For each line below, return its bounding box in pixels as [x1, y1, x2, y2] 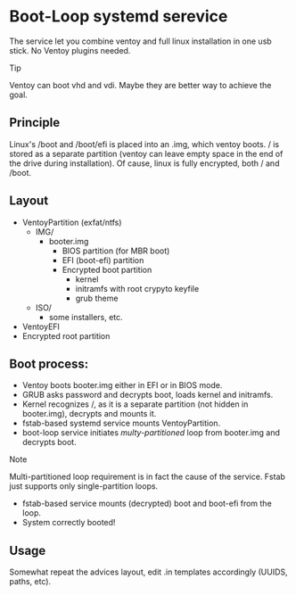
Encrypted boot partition [62, 264, 152, 275]
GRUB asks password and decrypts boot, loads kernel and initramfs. [21, 390, 274, 401]
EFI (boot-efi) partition [62, 254, 144, 265]
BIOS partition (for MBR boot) [62, 245, 170, 256]
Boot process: [9, 356, 89, 371]
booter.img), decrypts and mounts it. [21, 409, 157, 419]
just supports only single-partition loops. [9, 481, 159, 492]
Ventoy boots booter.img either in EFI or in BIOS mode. [21, 380, 223, 391]
